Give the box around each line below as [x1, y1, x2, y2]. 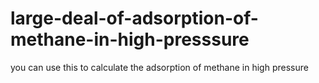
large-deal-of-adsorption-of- [10, 7, 259, 30]
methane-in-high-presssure [10, 28, 250, 51]
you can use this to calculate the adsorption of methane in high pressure [10, 61, 309, 73]
